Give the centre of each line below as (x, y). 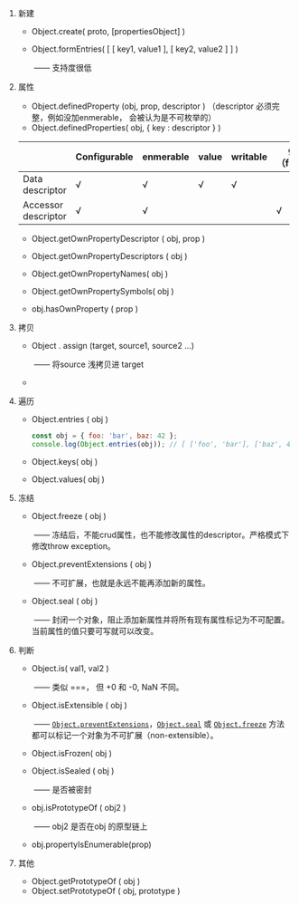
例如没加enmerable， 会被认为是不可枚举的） (132, 117)
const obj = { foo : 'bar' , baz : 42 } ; (104, 436)
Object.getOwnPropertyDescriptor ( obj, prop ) (118, 239)
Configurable (104, 157)
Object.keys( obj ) (64, 461)
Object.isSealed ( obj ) (73, 770)
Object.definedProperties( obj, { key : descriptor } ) (126, 128)
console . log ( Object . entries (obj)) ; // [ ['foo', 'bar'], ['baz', (157, 444)
